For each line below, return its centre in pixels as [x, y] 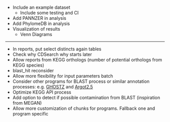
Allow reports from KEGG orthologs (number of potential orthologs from [87, 60]
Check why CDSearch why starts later [52, 54]
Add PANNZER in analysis [39, 18]
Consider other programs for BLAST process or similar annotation [81, 81]
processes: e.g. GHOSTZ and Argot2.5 [53, 87]
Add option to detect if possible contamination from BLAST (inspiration [86, 98]
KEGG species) [28, 65]
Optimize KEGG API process [42, 92]
